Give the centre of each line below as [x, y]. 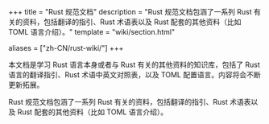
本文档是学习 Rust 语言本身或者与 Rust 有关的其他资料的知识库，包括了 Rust [134, 64]
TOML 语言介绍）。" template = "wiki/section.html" [92, 32]
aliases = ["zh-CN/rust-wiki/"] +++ [66, 48]
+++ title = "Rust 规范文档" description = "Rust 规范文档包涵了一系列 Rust [130, 12]
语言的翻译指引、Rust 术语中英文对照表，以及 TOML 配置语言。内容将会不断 [134, 74]
